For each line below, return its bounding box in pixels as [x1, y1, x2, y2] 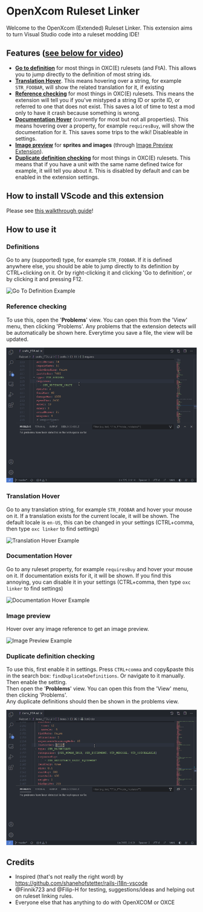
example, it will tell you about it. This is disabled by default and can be [14, 167, 190, 174]
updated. [6, 335, 29, 343]
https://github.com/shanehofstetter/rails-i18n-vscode [14, 879, 148, 887]
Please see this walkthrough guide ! [6, 207, 94, 214]
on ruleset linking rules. [14, 892, 74, 899]
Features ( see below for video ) [6, 48, 124, 59]
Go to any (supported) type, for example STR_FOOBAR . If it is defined [6, 256, 172, 264]
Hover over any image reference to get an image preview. [6, 626, 149, 633]
